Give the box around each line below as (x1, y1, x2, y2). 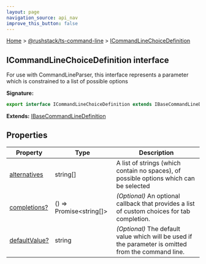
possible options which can (116, 174, 195, 183)
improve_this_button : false (6, 20, 78, 26)
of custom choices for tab (116, 206, 191, 215)
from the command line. (116, 247, 185, 256)
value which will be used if (116, 232, 193, 241)
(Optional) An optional (116, 191, 180, 200)
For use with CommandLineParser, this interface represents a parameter (6, 71, 189, 78)
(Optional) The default (116, 224, 181, 233)
